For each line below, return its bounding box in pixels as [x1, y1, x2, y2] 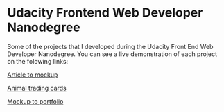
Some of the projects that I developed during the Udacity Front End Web [7, 42, 214, 50]
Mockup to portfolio [7, 97, 64, 105]
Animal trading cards [7, 84, 67, 92]
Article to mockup [7, 71, 58, 79]
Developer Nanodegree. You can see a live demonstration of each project [7, 50, 217, 58]
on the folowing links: [7, 57, 69, 65]
